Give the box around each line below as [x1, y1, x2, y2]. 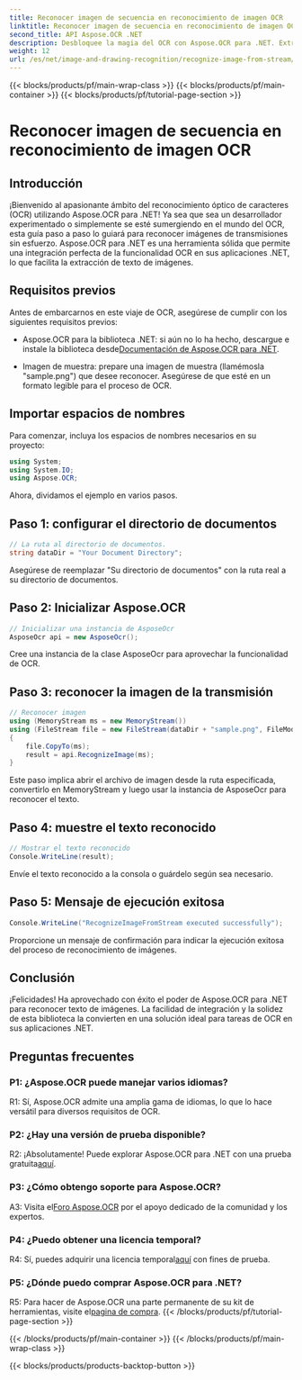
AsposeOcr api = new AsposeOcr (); [9, 632, 139, 642]
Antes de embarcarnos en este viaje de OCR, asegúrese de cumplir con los [9, 307, 288, 318]
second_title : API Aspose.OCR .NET [9, 30, 143, 39]
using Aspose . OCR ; [9, 474, 78, 483]
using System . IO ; [9, 465, 75, 474]
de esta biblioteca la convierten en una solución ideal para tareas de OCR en [9, 1014, 293, 1024]
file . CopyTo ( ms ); [25, 742, 91, 751]
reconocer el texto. [9, 794, 80, 805]
